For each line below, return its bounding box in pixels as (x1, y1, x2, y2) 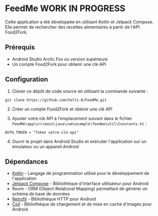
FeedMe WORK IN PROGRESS (5, 3, 126, 14)
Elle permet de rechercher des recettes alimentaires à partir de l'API (5, 24, 140, 30)
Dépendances (5, 157, 48, 166)
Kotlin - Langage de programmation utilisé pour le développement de (12, 170, 150, 176)
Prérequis (5, 43, 35, 51)
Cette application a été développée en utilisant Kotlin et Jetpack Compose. (5, 19, 154, 25)
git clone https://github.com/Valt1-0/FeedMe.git (5, 97, 107, 102)
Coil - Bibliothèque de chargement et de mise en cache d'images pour (12, 201, 152, 207)
